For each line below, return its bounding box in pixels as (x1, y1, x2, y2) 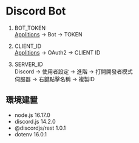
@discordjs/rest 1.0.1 (14, 124, 66, 131)
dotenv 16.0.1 (14, 130, 47, 138)
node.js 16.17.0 (14, 111, 51, 119)
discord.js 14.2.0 (14, 118, 56, 125)
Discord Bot (5, 4, 66, 18)
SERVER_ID (14, 61, 43, 68)
